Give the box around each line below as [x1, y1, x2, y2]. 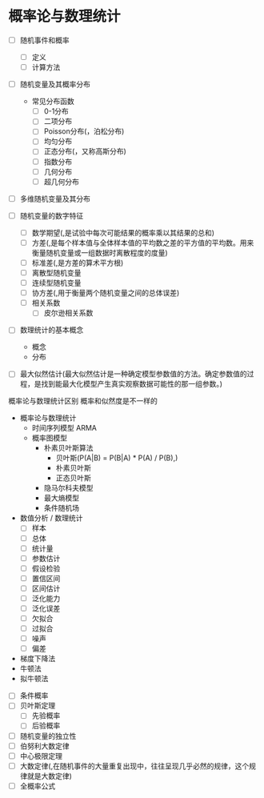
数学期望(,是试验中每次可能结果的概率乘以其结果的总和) [31, 227, 214, 237]
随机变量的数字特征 [19, 211, 84, 220]
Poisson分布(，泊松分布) [43, 126, 125, 136]
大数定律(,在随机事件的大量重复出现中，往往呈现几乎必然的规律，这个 [19, 761, 250, 771]
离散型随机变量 [31, 268, 82, 277]
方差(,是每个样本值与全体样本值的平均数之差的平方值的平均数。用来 [31, 238, 254, 247]
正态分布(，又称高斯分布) [43, 146, 126, 156]
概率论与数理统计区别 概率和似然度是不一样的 [8, 396, 158, 406]
